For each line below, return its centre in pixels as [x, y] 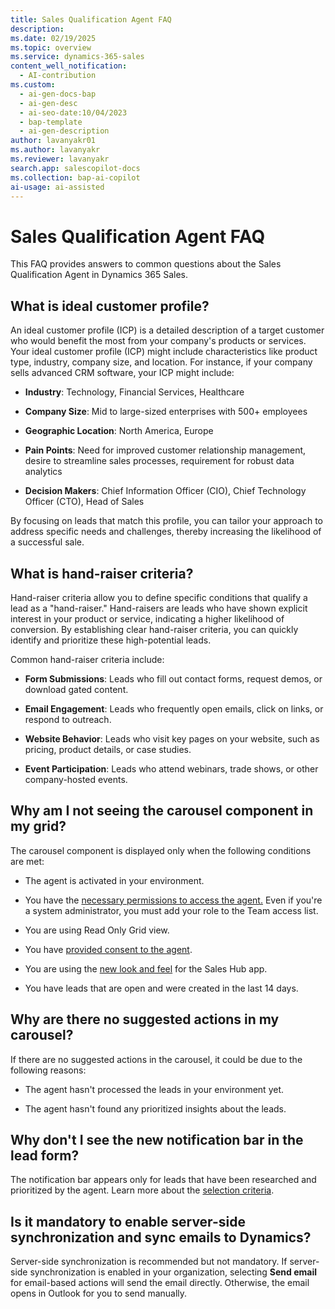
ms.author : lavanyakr [55, 150]
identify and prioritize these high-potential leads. [111, 640]
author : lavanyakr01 [53, 141]
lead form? [45, 1155]
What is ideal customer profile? [110, 306]
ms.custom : [33, 85]
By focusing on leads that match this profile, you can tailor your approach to [167, 521]
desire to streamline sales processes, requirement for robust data [159, 461]
